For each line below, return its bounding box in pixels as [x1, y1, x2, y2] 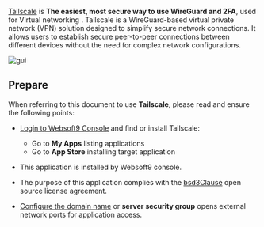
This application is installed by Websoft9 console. [19, 162, 182, 172]
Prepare [8, 78, 49, 92]
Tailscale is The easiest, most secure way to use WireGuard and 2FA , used [8, 7, 256, 16]
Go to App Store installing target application [31, 146, 176, 157]
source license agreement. [19, 186, 107, 195]
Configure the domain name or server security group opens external [19, 201, 246, 210]
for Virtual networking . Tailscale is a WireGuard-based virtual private [8, 15, 235, 25]
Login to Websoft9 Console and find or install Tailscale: [19, 123, 201, 133]
